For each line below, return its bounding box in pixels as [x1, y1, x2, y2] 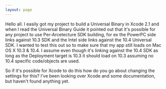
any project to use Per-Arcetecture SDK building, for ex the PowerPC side [5, 31, 156, 37]
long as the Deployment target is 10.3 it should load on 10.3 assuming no [5, 53, 154, 59]
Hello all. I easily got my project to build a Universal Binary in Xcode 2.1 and [5, 21, 160, 27]
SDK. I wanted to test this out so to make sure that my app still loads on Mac [5, 42, 162, 48]
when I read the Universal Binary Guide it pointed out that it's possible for [5, 26, 156, 32]
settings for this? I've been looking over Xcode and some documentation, [5, 73, 156, 79]
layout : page [5, 7, 32, 12]
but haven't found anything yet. [5, 78, 70, 84]
